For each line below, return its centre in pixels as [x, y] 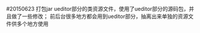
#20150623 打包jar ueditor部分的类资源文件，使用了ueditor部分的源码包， [98, 9]
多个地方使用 [32, 24]
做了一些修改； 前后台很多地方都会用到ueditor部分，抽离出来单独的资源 [100, 16]
